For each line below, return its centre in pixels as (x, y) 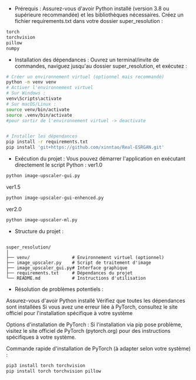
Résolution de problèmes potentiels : (59, 289)
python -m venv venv (31, 82)
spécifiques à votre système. (41, 337)
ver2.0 (14, 209)
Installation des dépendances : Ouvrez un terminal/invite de (87, 60)
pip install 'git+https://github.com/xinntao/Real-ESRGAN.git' (85, 148)
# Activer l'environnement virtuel (50, 88)
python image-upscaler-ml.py (42, 220)
